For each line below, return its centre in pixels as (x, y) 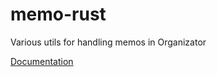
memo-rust (58, 14)
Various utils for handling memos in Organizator (108, 42)
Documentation (42, 61)
